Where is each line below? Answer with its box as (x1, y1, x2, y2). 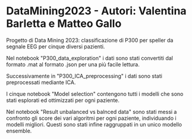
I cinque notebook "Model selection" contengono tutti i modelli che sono (6, 90, 184, 97)
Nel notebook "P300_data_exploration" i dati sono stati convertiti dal (6, 54, 174, 61)
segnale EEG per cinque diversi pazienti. (6, 43, 105, 50)
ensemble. (6, 127, 32, 134)
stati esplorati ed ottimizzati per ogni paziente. (6, 97, 120, 104)
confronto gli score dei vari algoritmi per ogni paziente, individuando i (6, 115, 177, 122)
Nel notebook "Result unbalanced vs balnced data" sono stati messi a (6, 108, 177, 115)
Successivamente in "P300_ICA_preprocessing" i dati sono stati (6, 72, 162, 79)
